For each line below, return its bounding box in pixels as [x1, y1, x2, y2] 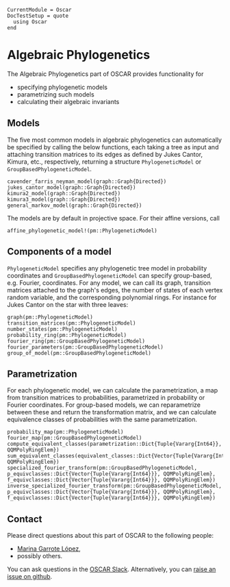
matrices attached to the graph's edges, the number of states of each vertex [7, 286, 223, 294]
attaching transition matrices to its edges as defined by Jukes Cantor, [7, 150, 203, 158]
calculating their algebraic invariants [16, 97, 120, 105]
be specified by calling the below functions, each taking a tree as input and [7, 142, 219, 151]
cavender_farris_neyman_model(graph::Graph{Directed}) [7, 178, 167, 185]
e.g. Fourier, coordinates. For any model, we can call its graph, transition [7, 278, 211, 287]
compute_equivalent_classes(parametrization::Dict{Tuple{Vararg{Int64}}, [7, 440, 222, 448]
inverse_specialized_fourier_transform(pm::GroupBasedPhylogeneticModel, [7, 483, 222, 490]
